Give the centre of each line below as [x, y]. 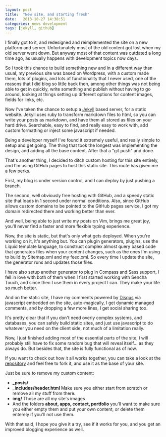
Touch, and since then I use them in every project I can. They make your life [83, 283]
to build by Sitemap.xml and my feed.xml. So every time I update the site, [80, 257]
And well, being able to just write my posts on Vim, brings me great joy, [78, 221]
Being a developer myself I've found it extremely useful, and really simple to [83, 140]
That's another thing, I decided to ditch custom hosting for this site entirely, [82, 160]
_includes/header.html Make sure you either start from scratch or [80, 388]
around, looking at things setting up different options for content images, [79, 95]
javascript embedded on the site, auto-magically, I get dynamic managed [80, 303]
